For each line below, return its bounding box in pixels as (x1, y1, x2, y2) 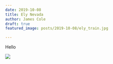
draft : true (5, 21, 30, 26)
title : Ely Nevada (5, 12, 43, 17)
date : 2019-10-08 (5, 7, 41, 12)
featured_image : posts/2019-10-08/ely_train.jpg (5, 26, 108, 31)
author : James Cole (5, 16, 46, 21)
